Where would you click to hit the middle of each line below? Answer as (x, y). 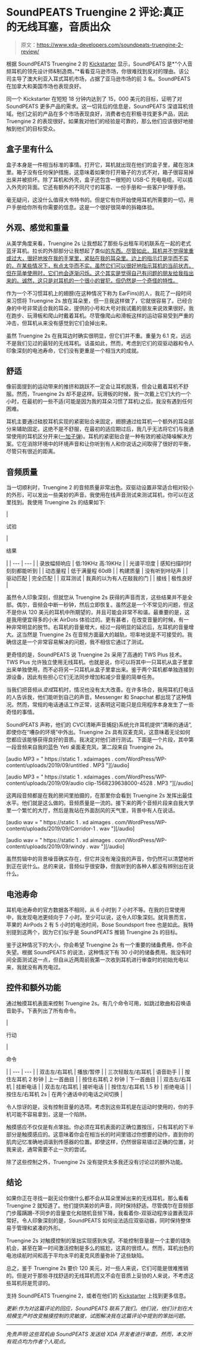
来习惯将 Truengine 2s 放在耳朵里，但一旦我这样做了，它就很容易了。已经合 (99, 300)
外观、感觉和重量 (37, 228)
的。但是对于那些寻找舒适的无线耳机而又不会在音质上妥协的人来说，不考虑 (97, 1275)
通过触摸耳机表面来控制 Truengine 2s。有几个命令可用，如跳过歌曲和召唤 (96, 1003)
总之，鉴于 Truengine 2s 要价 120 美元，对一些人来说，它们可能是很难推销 (97, 1268)
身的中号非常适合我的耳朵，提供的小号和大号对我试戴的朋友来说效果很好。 (97, 308)
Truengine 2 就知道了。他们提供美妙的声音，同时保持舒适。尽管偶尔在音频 (97, 1205)
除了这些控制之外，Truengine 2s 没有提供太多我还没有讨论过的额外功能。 (96, 1162)
